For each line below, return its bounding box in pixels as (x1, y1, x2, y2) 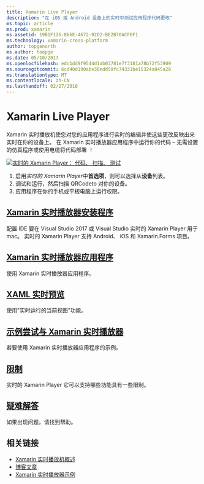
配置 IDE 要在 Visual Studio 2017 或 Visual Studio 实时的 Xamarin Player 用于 (6, 225, 198, 232)
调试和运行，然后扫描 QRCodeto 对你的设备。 (15, 179, 130, 187)
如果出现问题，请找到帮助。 (6, 418, 77, 426)
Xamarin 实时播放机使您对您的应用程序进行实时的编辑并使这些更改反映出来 (6, 130, 195, 138)
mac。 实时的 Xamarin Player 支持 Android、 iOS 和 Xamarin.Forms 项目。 (6, 232, 193, 240)
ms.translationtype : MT (6, 72, 67, 78)
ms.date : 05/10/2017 (6, 55, 59, 61)
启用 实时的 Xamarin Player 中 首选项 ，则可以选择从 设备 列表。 (15, 172, 169, 179)
